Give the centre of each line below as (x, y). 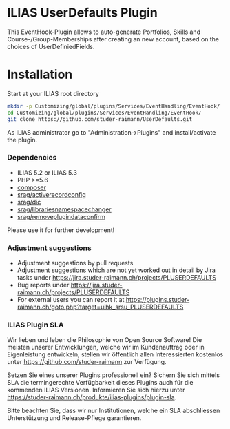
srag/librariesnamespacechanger (64, 209)
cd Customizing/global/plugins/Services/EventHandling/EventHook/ (104, 113)
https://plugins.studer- (158, 300)
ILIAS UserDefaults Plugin (83, 13)
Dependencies (32, 158)
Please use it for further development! (61, 230)
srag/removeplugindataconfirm (61, 216)
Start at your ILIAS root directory (53, 93)
